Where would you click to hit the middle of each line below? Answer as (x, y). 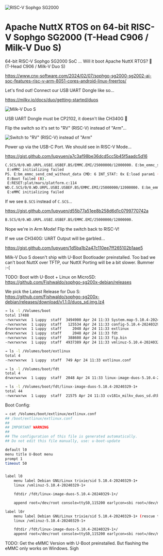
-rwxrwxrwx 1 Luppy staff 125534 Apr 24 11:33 (57, 324)
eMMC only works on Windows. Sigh (42, 548)
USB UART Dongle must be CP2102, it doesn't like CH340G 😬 (66, 118)
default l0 (16, 450)
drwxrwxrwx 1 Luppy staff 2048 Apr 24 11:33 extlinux (67, 329)
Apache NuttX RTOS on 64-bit (67, 27)
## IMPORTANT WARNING (27, 427)
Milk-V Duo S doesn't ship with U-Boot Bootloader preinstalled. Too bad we (80, 257)
